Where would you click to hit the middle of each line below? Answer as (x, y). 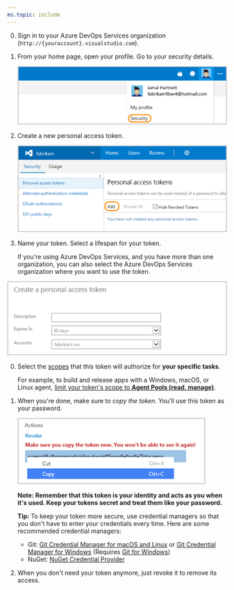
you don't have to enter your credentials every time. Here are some (113, 524)
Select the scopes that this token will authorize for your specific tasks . (119, 366)
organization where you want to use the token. (84, 272)
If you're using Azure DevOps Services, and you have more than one (115, 257)
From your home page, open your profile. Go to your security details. (115, 56)
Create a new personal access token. (70, 135)
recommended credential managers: (69, 531)
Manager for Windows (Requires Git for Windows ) (99, 552)
